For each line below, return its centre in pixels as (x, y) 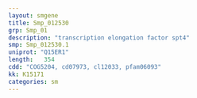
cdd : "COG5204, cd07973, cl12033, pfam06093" (85, 67)
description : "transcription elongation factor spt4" (99, 38)
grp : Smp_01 (28, 30)
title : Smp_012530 (39, 23)
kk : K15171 (26, 74)
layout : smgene (33, 15)
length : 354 (32, 60)
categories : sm (33, 81)
